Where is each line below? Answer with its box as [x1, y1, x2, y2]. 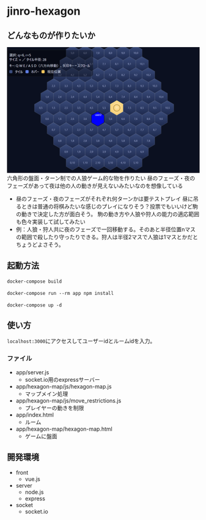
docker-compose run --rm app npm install [7, 290, 114, 296]
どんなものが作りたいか [7, 30, 95, 40]
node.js [24, 488, 44, 496]
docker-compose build [7, 278, 62, 284]
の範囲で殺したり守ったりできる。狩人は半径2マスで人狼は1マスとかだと [15, 233, 198, 240]
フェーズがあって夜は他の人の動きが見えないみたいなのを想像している [7, 182, 183, 189]
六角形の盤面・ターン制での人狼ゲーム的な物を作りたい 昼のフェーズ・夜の [7, 174, 196, 182]
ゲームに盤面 [24, 433, 57, 440]
